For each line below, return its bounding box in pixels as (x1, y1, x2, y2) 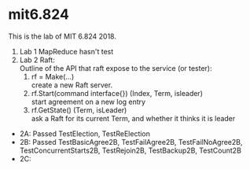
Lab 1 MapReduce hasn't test (19, 46, 114, 56)
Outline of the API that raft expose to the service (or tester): (19, 63, 212, 72)
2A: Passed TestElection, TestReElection (19, 128, 151, 139)
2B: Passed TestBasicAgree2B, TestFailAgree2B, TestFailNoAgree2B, (19, 137, 243, 146)
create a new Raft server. (31, 80, 112, 90)
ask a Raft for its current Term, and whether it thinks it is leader (31, 113, 236, 123)
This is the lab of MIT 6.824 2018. (8, 31, 116, 41)
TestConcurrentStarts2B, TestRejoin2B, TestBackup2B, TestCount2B (19, 146, 242, 155)
